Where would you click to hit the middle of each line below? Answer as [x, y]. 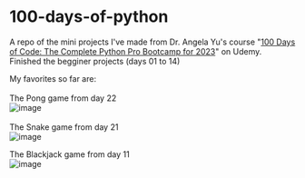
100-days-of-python [89, 17]
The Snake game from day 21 [64, 127]
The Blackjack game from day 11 [69, 154]
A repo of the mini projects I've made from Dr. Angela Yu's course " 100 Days [152, 42]
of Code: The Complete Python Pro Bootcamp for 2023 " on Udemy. [136, 51]
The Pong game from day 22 [63, 98]
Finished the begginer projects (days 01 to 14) [95, 61]
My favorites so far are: [53, 78]
